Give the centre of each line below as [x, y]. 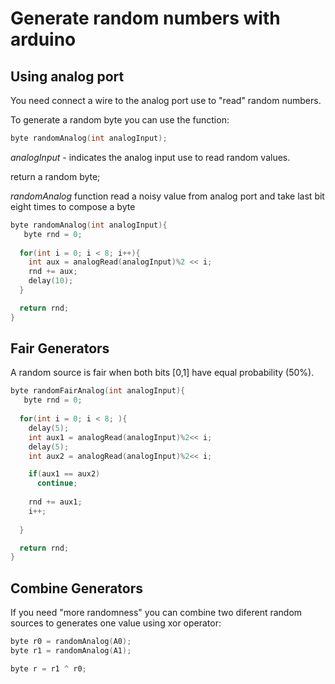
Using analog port [67, 76]
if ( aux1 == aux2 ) [64, 474]
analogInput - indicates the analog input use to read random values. [150, 157]
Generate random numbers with [145, 18]
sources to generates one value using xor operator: [116, 623]
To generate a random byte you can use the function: [120, 120]
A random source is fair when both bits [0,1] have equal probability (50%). [162, 373]
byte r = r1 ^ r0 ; [48, 668]
